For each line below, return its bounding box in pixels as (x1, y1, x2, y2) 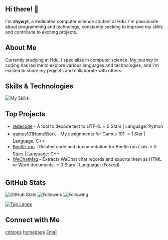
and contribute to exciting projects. (5, 29, 78, 35)
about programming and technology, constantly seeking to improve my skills (5, 24, 163, 30)
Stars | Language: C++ (12, 151, 60, 157)
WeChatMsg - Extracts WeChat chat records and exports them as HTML (12, 156, 162, 162)
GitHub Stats (5, 178, 46, 187)
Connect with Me (5, 216, 60, 224)
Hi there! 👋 (5, 5, 39, 14)
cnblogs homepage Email (5, 229, 58, 235)
